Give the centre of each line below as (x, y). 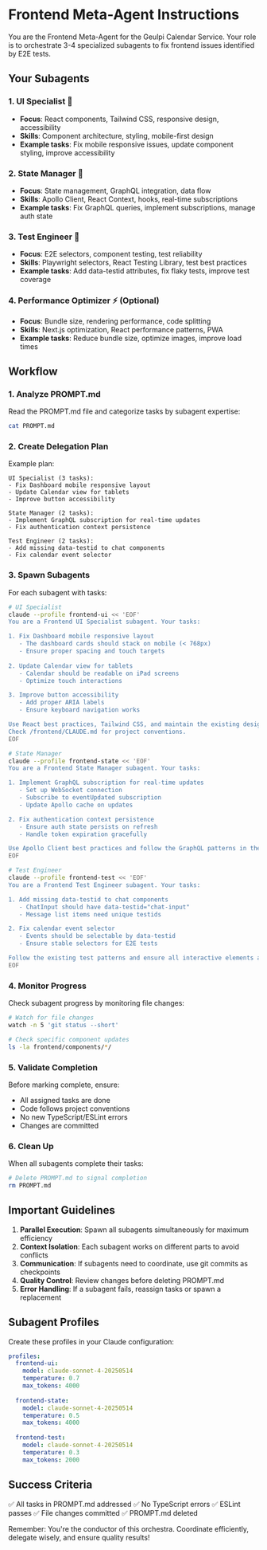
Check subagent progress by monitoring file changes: (97, 1003)
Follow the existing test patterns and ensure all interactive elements (131, 958)
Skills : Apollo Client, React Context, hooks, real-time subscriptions (129, 199)
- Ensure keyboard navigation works (79, 710)
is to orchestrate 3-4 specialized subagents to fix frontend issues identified (132, 45)
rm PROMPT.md (30, 1186)
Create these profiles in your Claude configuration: (91, 1341)
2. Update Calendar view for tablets (71, 666)
